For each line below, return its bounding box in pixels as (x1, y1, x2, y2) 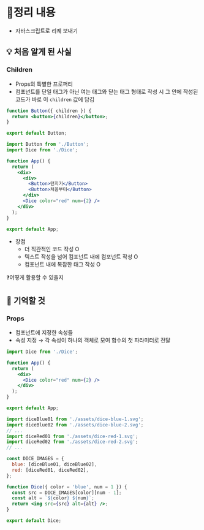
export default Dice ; (6, 518, 62, 524)
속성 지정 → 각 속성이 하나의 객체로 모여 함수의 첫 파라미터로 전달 (15, 336, 171, 344)
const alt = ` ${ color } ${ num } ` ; (12, 495, 95, 501)
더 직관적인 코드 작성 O (24, 246, 80, 253)
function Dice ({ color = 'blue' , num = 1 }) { (6, 483, 127, 490)
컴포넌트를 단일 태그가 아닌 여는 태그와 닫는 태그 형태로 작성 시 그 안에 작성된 (15, 88, 198, 95)
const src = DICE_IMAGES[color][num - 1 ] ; (12, 490, 122, 496)
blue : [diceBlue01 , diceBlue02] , (12, 461, 97, 468)
